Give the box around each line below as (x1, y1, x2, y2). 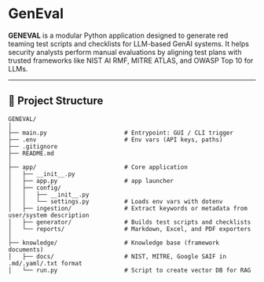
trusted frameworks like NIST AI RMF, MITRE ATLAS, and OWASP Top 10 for (8, 56, 254, 65)
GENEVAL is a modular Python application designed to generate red (8, 31, 229, 40)
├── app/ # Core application (8, 163, 189, 171)
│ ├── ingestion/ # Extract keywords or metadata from (8, 204, 247, 212)
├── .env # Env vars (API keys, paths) (8, 135, 223, 144)
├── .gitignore (8, 142, 58, 150)
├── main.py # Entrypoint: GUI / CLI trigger (8, 129, 234, 137)
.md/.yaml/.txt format (8, 259, 82, 267)
